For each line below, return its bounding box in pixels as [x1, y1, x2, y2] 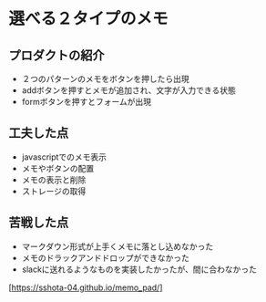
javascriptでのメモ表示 [21, 151, 107, 162]
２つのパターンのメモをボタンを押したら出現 [21, 74, 190, 84]
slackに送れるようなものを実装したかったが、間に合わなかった [21, 264, 257, 275]
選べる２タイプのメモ [8, 8, 169, 29]
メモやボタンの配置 [21, 162, 95, 173]
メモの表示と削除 [21, 174, 87, 185]
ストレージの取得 [21, 185, 87, 196]
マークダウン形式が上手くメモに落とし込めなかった [21, 241, 214, 252]
